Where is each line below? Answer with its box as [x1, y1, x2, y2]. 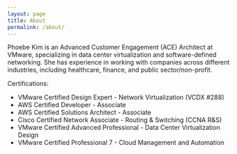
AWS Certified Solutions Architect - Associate [17, 108, 152, 117]
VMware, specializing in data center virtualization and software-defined [7, 50, 217, 59]
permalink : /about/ [7, 23, 65, 31]
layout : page [7, 10, 46, 18]
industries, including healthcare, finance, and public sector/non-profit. [7, 65, 213, 75]
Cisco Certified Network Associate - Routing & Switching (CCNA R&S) [17, 116, 222, 124]
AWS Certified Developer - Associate [17, 101, 126, 109]
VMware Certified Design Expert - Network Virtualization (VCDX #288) [17, 93, 225, 101]
